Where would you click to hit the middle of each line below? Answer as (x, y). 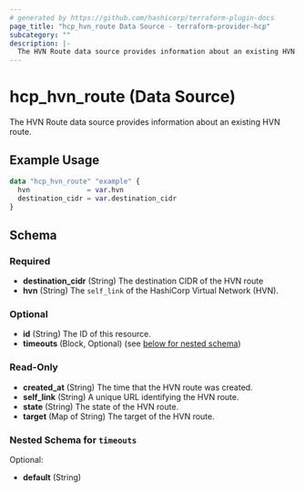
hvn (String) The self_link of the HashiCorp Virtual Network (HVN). (151, 291)
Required (30, 261)
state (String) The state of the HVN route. (101, 406)
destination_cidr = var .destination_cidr (97, 198)
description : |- (40, 43)
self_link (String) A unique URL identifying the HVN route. (131, 396)
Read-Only (34, 367)
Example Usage (55, 160)
